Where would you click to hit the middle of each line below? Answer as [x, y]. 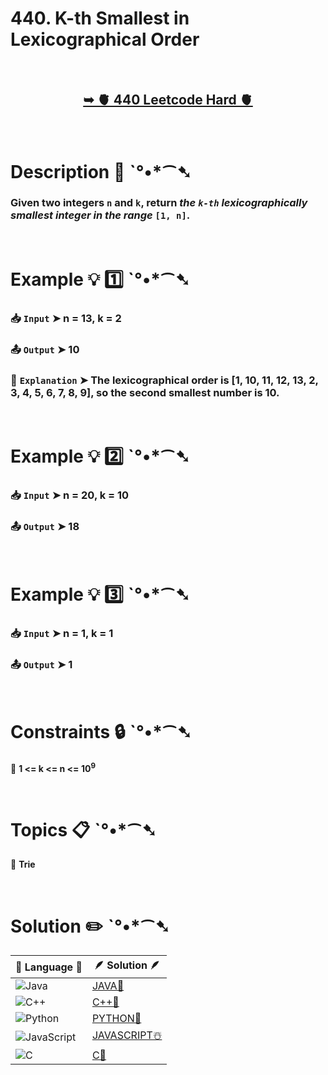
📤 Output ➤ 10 [45, 349]
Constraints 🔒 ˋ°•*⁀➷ [101, 732]
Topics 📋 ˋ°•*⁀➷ [83, 829]
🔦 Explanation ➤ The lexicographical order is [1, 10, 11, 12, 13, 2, [164, 380]
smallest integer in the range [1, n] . [100, 215]
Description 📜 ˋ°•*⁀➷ [101, 171]
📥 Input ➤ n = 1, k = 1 [62, 633]
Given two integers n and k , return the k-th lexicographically [159, 203]
